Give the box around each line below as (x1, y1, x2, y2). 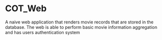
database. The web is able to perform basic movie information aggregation (5, 24, 158, 30)
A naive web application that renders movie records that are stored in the (5, 19, 154, 25)
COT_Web (5, 3, 47, 14)
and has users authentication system (5, 29, 81, 35)
